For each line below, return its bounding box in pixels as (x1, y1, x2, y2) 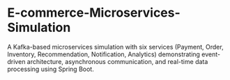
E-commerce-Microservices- (7, 5, 181, 21)
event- (201, 50, 221, 58)
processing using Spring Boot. (7, 65, 94, 73)
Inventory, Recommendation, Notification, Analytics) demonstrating (7, 50, 201, 58)
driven (7, 57, 26, 65)
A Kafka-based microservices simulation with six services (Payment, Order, (7, 42, 224, 51)
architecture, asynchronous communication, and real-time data (26, 57, 208, 65)
